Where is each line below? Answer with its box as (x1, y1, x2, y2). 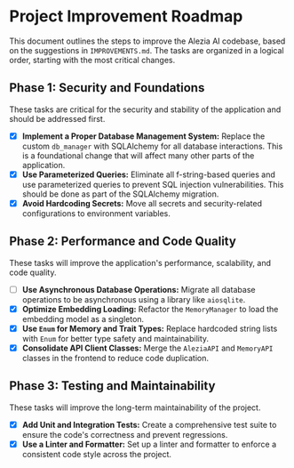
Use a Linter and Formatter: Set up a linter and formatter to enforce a (21, 439, 277, 449)
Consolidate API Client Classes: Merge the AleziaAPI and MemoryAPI (21, 343, 274, 353)
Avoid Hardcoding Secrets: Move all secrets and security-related (21, 198, 263, 208)
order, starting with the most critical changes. (9, 54, 176, 65)
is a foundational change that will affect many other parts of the (21, 149, 255, 161)
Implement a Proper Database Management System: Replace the (21, 131, 266, 141)
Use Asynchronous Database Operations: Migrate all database (21, 284, 256, 295)
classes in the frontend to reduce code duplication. (21, 353, 210, 363)
